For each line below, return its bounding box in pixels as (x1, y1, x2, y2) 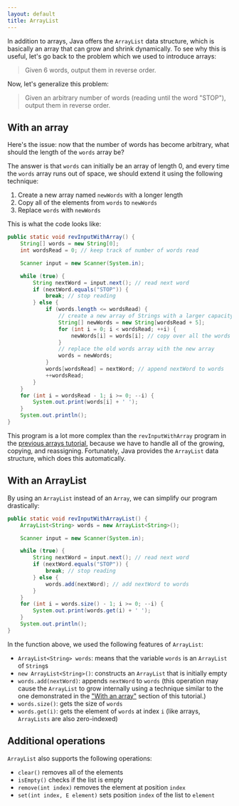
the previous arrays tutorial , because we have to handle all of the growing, (7, 439, 225, 447)
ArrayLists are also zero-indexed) (17, 714, 119, 723)
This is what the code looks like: (7, 220, 102, 228)
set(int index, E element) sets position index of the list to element (17, 790, 216, 799)
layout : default (7, 10, 55, 18)
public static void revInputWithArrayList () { (7, 515, 148, 522)
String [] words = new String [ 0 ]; (20, 240, 119, 248)
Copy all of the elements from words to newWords (17, 198, 158, 207)
